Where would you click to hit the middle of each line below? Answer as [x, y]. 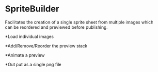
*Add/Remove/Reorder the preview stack [46, 46]
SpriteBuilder [32, 9]
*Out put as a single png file [33, 64]
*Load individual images [30, 36]
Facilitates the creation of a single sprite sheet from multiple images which [79, 22]
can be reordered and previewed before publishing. [56, 27]
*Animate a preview [25, 55]
